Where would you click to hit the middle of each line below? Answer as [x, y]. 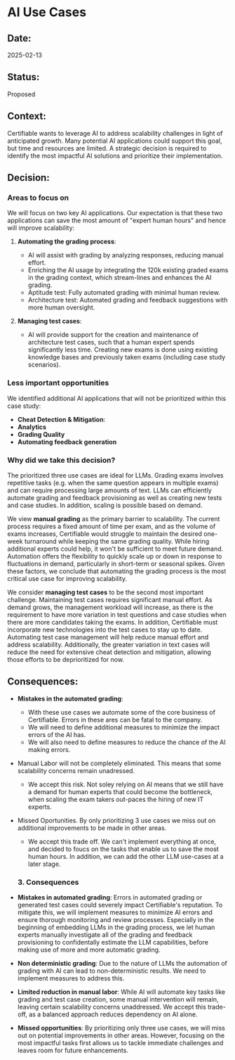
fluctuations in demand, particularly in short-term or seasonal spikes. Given [116, 563]
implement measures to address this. [71, 978]
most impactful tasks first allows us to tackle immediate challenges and [120, 1043]
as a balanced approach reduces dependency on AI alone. [113, 1014]
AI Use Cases [47, 12]
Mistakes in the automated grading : [70, 698]
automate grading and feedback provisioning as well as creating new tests [115, 497]
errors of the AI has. [57, 734]
